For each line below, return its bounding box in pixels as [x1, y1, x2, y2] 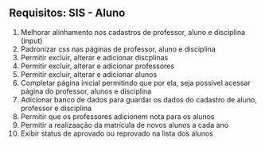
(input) [20, 36, 43, 45]
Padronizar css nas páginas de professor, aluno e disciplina [20, 44, 216, 54]
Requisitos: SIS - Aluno [9, 6, 126, 20]
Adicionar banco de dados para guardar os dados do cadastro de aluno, [20, 94, 258, 104]
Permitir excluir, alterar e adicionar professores [20, 61, 174, 71]
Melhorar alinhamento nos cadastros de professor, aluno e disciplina [20, 27, 246, 36]
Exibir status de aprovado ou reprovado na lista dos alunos [20, 129, 214, 138]
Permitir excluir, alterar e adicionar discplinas [20, 52, 169, 62]
